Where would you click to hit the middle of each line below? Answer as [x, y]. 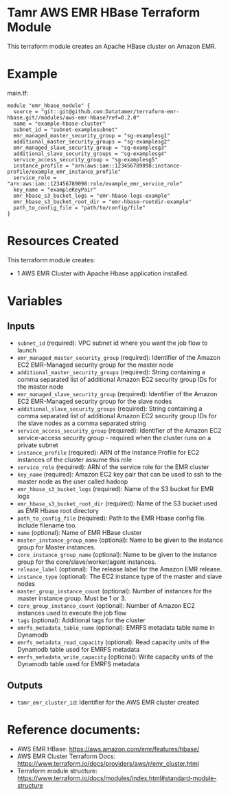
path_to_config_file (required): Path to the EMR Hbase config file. [111, 518]
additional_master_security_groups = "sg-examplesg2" [92, 141]
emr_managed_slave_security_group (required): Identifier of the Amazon [117, 394]
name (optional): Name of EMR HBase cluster [79, 532]
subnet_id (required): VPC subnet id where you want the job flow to [112, 343]
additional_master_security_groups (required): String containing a [111, 372]
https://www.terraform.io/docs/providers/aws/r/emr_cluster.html [108, 763]
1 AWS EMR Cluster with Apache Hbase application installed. [103, 273]
